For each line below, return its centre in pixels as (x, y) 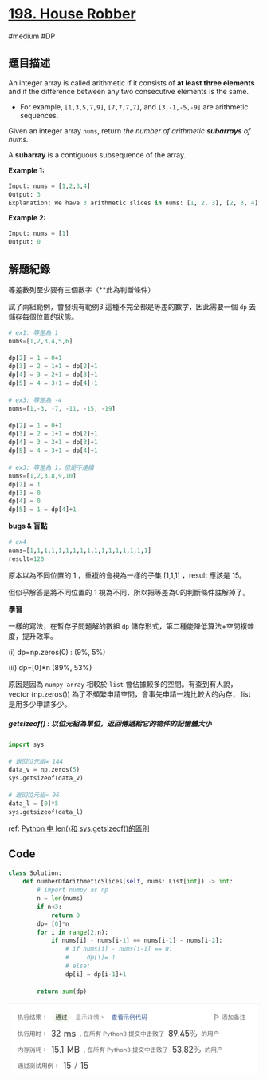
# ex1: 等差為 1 (33, 332)
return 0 (65, 915)
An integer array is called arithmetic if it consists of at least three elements (132, 83)
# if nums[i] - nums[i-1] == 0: (119, 949)
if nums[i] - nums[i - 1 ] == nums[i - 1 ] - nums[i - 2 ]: (137, 941)
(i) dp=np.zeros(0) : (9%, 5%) (57, 652)
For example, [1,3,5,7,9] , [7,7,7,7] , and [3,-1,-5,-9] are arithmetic (134, 107)
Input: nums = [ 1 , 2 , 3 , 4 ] (49, 186)
